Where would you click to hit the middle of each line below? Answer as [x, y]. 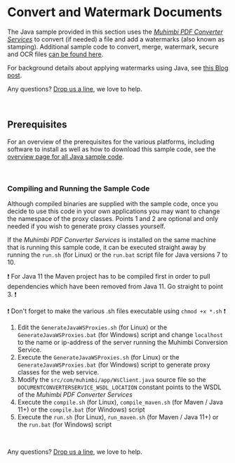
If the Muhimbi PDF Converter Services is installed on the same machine [112, 240]
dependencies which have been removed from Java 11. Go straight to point [115, 286]
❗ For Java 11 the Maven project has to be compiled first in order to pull [109, 277]
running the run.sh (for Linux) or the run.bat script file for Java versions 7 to [117, 255]
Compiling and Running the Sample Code [79, 189]
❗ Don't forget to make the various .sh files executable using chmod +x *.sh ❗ [116, 311]
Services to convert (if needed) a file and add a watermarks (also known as [116, 39]
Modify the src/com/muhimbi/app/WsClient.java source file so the [112, 380]
